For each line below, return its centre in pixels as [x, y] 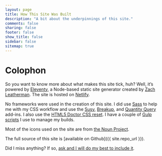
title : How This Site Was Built [38, 14]
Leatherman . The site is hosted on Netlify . [48, 94]
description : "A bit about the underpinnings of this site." [69, 19]
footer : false [20, 32]
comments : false [22, 23]
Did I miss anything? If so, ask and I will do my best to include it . [70, 148]
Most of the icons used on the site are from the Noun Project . [67, 129]
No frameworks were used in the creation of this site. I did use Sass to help [81, 104]
